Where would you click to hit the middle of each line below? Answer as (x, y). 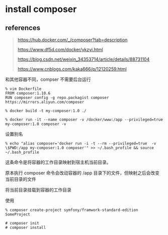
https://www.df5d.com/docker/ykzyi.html (60, 49)
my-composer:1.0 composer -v (36, 124)
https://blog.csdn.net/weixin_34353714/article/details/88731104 (83, 59)
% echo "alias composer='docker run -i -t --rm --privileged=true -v (81, 144)
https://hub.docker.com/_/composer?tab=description (72, 40)
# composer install (26, 227)
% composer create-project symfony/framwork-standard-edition (72, 210)
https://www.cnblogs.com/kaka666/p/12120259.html (72, 69)
